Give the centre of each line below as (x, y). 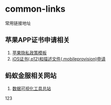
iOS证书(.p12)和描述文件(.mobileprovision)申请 (59, 59)
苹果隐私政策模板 (29, 53)
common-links (35, 9)
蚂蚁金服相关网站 (31, 76)
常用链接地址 (18, 23)
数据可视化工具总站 (32, 88)
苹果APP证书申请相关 (37, 40)
